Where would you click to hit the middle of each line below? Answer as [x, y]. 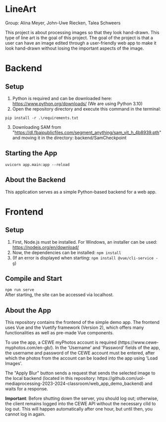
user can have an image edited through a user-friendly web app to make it [81, 43]
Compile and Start [34, 278]
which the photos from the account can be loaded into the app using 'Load [81, 358]
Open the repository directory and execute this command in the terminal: [86, 109]
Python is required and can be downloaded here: [62, 98]
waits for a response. [27, 389]
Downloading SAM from [37, 127]
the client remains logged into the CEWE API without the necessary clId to [81, 404]
